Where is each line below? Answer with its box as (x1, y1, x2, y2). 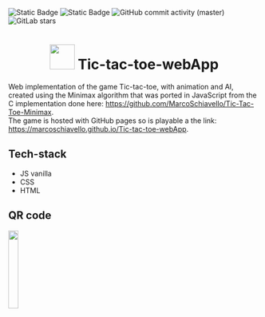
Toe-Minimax (8, 107, 52, 117)
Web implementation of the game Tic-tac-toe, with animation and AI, (8, 81, 234, 91)
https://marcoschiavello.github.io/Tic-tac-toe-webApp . (8, 124, 189, 133)
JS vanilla (19, 168, 52, 178)
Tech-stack (8, 148, 67, 161)
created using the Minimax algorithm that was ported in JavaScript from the (8, 90, 257, 100)
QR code (8, 208, 52, 223)
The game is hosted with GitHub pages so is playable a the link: (8, 116, 217, 125)
